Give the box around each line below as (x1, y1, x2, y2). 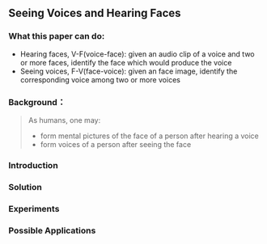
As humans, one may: (28, 115, 101, 124)
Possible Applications (8, 225, 96, 236)
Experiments (8, 203, 60, 214)
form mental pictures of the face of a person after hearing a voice (40, 131, 259, 141)
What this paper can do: (8, 31, 105, 42)
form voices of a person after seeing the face (40, 139, 192, 149)
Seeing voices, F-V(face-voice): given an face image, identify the (19, 66, 238, 76)
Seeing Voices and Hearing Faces (8, 6, 181, 20)
